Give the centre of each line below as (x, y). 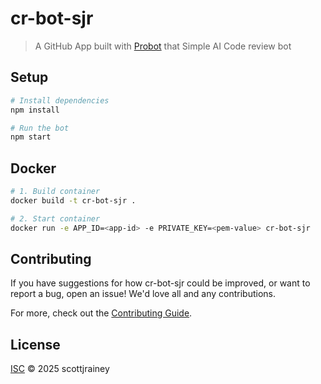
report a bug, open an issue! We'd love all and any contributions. (143, 294)
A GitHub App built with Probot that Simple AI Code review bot (163, 46)
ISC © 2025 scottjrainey (60, 369)
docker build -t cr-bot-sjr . (73, 200)
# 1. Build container (55, 192)
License (35, 344)
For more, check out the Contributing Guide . (101, 313)
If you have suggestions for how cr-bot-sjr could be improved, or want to (160, 283)
